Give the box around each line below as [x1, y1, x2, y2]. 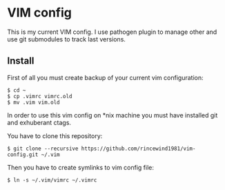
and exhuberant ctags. [7, 118, 71, 126]
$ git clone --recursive [7, 145, 79, 152]
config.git [7, 151, 39, 158]
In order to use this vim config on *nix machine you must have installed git [7, 111, 218, 119]
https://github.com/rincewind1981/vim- [81, 145, 196, 152]
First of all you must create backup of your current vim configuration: [7, 73, 204, 82]
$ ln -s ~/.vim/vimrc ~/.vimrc [7, 176, 97, 184]
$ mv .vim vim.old [7, 99, 60, 106]
